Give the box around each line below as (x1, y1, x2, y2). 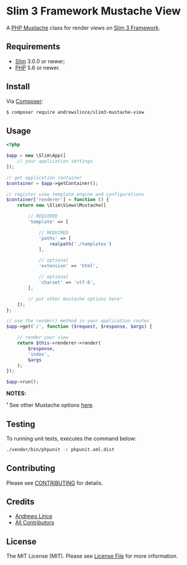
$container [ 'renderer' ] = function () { (6, 197, 110, 203)
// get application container (6, 175, 83, 181)
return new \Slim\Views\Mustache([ (17, 202, 107, 208)
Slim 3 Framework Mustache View (6, 4, 181, 18)
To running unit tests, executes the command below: (6, 435, 137, 442)
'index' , (28, 351, 50, 357)
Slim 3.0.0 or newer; (14, 57, 65, 64)
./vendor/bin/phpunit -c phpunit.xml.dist (6, 446, 115, 452)
